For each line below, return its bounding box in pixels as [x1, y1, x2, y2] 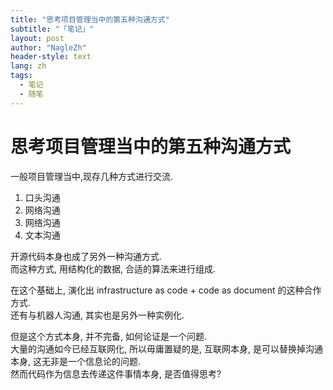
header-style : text [10, 52, 92, 62]
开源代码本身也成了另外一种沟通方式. [10, 250, 163, 262]
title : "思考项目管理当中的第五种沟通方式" [10, 14, 170, 25]
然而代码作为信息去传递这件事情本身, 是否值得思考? [10, 367, 222, 380]
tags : [10, 71, 33, 81]
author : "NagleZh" [10, 42, 87, 53]
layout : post [10, 33, 65, 43]
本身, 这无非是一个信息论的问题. [10, 355, 142, 367]
